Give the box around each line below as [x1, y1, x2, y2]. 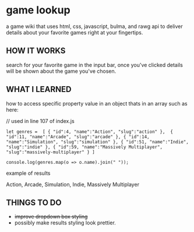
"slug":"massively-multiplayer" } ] [6, 149, 95, 155]
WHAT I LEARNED [6, 85, 72, 94]
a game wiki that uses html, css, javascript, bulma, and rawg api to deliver [6, 23, 184, 30]
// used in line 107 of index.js [6, 117, 75, 124]
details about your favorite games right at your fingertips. [6, 29, 143, 36]
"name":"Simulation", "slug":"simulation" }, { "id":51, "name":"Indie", [6, 139, 189, 145]
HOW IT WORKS [6, 46, 66, 56]
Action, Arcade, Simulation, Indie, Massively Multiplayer [6, 181, 140, 188]
